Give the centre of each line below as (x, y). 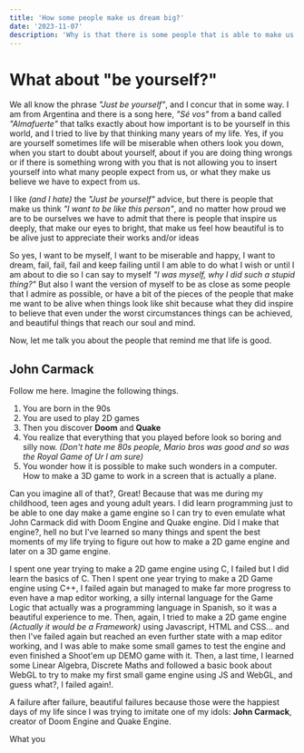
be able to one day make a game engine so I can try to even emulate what (147, 513)
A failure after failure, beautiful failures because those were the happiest (144, 702)
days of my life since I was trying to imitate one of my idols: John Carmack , (151, 712)
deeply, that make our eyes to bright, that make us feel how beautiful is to (147, 229)
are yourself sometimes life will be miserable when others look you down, (147, 143)
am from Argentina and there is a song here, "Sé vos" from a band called (145, 114)
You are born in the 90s (66, 408)
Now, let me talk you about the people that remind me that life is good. (141, 340)
